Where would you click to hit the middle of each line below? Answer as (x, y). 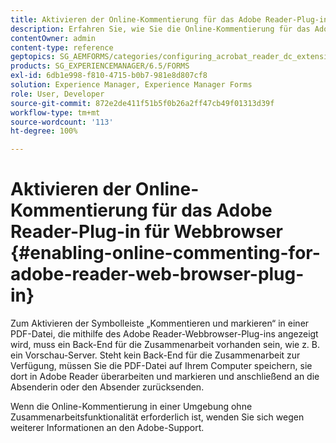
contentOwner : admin (53, 38)
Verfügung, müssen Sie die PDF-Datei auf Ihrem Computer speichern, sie (161, 366)
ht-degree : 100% (44, 131)
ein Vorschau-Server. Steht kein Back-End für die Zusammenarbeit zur (155, 355)
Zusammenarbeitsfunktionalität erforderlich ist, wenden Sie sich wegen (157, 417)
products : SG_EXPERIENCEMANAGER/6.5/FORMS (100, 66)
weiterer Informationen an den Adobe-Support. (107, 428)
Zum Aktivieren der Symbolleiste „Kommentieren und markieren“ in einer (160, 323)
